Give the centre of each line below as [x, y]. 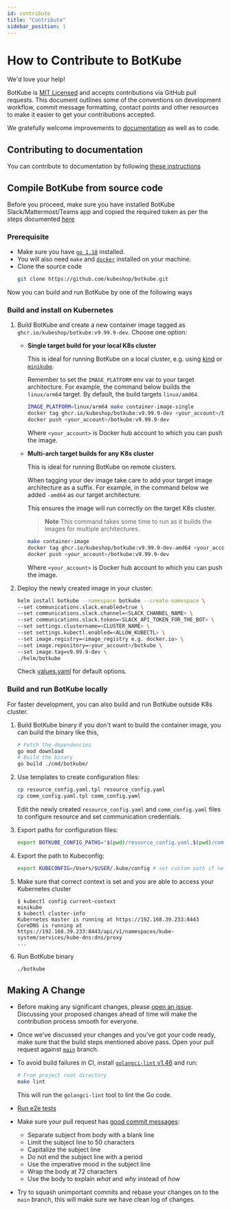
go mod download [40, 751]
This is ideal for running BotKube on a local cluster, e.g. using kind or [125, 359]
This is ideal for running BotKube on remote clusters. [102, 467]
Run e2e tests [36, 1108]
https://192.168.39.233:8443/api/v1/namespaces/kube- [96, 931]
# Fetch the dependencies [54, 745]
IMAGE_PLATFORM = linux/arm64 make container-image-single [111, 407]
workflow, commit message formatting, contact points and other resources [113, 107]
